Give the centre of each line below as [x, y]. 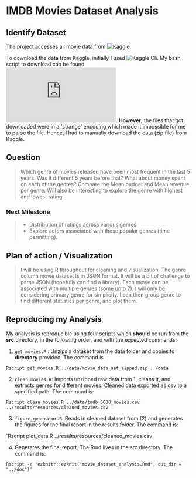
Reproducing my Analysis [54, 319]
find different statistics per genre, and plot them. [79, 301]
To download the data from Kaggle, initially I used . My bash [93, 58]
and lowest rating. [42, 196]
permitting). [43, 237]
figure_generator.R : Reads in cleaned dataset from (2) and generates [99, 418]
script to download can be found [45, 64]
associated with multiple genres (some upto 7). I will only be [93, 288]
